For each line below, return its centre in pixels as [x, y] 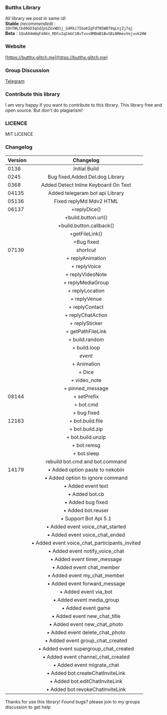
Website [15, 47]
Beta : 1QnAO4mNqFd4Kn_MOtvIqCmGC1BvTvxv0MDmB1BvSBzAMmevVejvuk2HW [76, 34]
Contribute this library [32, 94]
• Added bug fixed [86, 502]
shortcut [86, 250]
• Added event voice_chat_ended [86, 535]
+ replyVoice [86, 266]
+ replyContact [86, 307]
